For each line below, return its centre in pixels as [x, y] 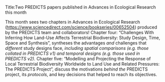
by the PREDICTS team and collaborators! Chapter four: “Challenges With [80, 32]
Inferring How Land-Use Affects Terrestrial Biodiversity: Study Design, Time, [83, 38]
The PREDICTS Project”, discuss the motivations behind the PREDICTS [77, 69]
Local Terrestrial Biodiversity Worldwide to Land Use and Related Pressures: [82, 64]
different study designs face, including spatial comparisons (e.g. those [77, 48]
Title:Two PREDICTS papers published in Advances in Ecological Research [81, 7]
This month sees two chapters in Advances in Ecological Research [73, 22]
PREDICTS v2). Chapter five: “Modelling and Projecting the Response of [78, 59]
